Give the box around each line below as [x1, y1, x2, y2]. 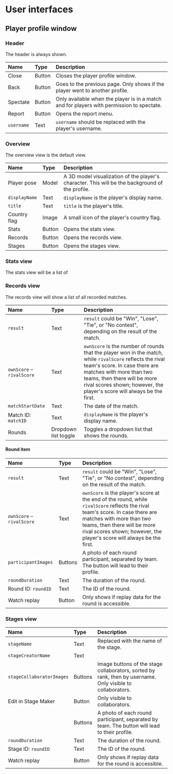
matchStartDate [8, 403, 45, 409]
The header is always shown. [5, 51, 67, 57]
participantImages [8, 559, 53, 565]
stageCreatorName [8, 653, 50, 659]
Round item [5, 446, 31, 452]
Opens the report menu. [56, 110, 114, 117]
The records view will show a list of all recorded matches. [5, 294, 128, 300]
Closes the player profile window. [56, 72, 136, 79]
